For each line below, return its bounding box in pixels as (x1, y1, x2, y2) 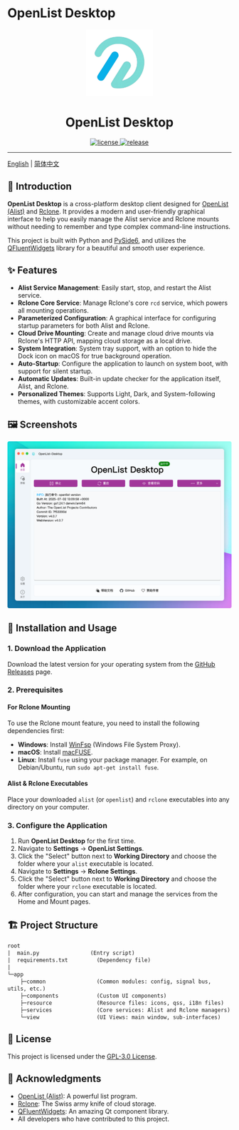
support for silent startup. (17, 366, 93, 375)
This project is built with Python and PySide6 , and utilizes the (7, 236, 186, 244)
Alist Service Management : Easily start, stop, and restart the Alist (17, 283, 211, 292)
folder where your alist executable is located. (17, 859, 154, 868)
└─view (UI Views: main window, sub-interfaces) (20, 1014, 221, 1021)
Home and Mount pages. (17, 897, 91, 906)
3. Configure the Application (7, 820, 108, 830)
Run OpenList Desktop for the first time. (17, 837, 137, 845)
